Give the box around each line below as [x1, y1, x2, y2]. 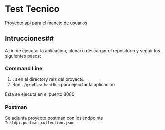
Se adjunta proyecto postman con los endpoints [5, 115, 103, 121]
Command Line [5, 65, 43, 72]
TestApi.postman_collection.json [5, 120, 75, 125]
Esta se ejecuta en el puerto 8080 [5, 91, 75, 97]
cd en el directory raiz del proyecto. [12, 76, 85, 82]
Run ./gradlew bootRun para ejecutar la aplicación [12, 82, 115, 88]
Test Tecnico [5, 3, 60, 15]
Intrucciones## [5, 34, 54, 43]
